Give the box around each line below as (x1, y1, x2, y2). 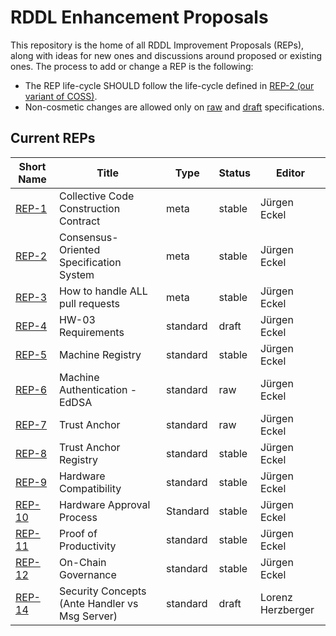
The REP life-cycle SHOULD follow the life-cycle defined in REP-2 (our (24, 79, 315, 91)
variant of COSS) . (24, 90, 98, 102)
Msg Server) (58, 609, 118, 623)
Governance (58, 567, 117, 581)
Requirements (58, 325, 125, 339)
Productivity (58, 539, 117, 553)
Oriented (58, 242, 101, 256)
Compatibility (58, 481, 122, 495)
